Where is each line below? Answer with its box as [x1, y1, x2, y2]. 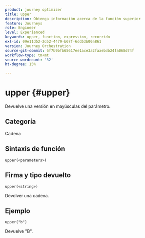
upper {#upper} [5, 87, 70, 98]
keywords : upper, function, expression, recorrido [5, 35, 110, 40]
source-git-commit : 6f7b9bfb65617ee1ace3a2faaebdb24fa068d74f [5, 48, 134, 53]
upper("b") [5, 220, 27, 225]
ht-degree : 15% [5, 62, 36, 67]
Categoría [5, 118, 36, 126]
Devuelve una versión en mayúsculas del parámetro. [5, 103, 111, 109]
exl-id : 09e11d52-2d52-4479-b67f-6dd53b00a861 [5, 39, 102, 44]
